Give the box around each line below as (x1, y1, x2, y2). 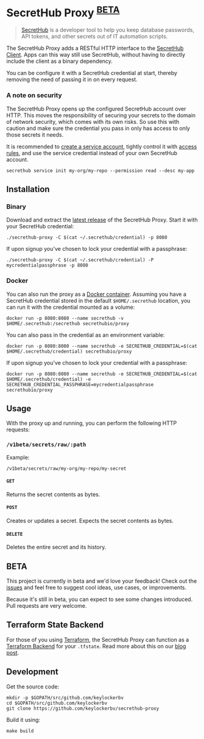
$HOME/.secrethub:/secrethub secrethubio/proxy (6, 320, 130, 326)
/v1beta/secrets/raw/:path (6, 441, 86, 449)
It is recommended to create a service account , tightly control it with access (6, 143, 197, 150)
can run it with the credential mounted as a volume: (6, 303, 135, 311)
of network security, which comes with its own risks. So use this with (6, 118, 180, 125)
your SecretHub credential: (6, 223, 74, 230)
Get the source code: (6, 683, 60, 690)
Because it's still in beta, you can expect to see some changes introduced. (6, 596, 193, 603)
